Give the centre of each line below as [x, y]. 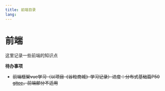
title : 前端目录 [20, 10]
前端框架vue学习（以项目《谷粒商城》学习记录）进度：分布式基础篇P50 [86, 77]
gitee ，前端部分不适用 [35, 83]
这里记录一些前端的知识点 [31, 55]
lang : [11, 14]
